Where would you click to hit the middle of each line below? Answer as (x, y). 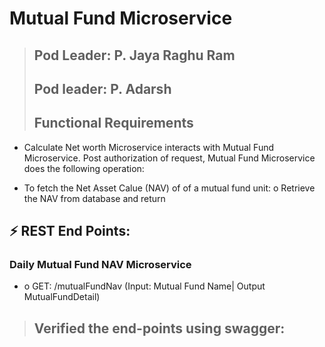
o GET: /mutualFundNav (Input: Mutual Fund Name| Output (144, 286)
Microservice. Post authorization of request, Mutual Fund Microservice (169, 158)
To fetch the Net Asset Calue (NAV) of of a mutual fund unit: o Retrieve (169, 188)
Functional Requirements (113, 123)
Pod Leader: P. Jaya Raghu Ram (134, 55)
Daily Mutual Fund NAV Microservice (100, 265)
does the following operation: (84, 168)
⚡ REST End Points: (70, 231)
